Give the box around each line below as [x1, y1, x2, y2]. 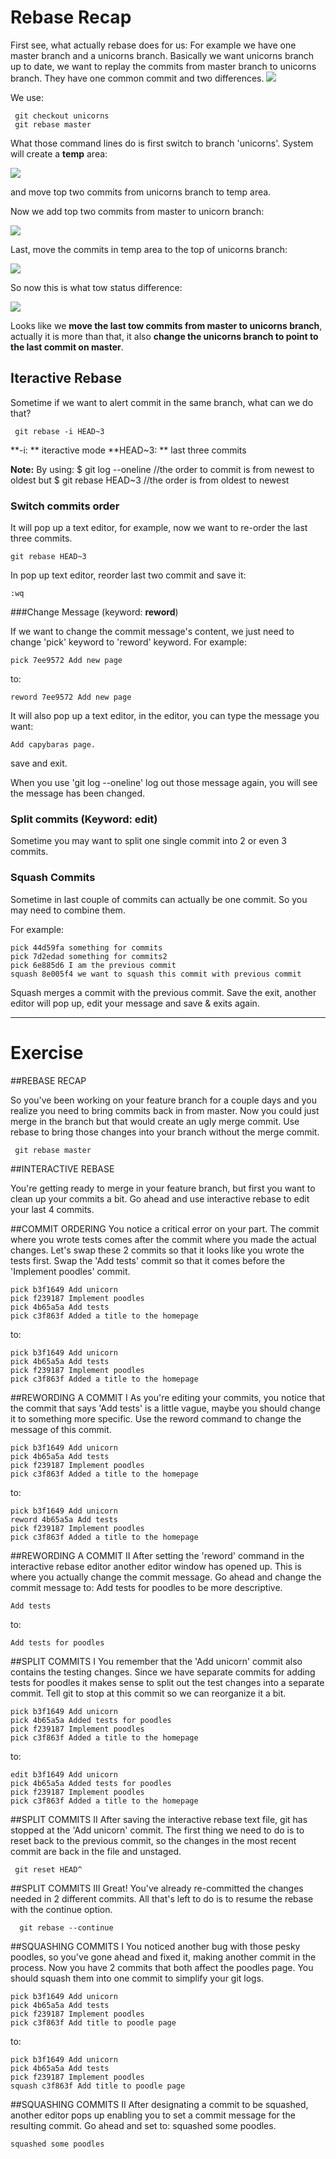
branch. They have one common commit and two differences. [10, 72, 265, 84]
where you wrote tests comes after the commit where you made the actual [10, 1233, 317, 1245]
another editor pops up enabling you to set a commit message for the [10, 2109, 296, 2121]
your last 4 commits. [10, 1203, 95, 1215]
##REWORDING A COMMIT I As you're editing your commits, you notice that [10, 1391, 326, 1403]
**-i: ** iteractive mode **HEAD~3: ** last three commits [10, 444, 247, 456]
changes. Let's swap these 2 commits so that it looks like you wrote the [10, 1244, 305, 1256]
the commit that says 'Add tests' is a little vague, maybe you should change [10, 1402, 321, 1414]
